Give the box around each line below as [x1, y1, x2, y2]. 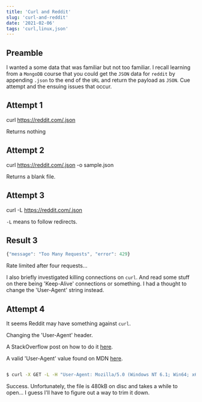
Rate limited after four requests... [6, 262, 88, 269]
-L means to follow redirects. [6, 218, 78, 225]
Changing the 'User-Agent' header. [6, 332, 93, 338]
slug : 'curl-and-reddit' [6, 14, 69, 20]
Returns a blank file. [6, 172, 56, 180]
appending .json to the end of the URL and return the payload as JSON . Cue [6, 76, 191, 84]
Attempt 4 [6, 304, 45, 314]
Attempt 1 [6, 100, 43, 111]
